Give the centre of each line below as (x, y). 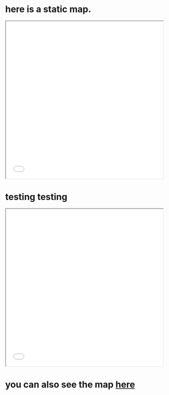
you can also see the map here (70, 385)
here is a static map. (48, 9)
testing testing (36, 197)
